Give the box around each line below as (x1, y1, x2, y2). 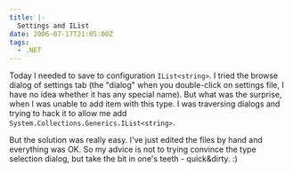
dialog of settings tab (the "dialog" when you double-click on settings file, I (9, 80, 285, 90)
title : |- (9, 12, 46, 22)
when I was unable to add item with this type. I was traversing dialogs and (9, 98, 281, 109)
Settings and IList (17, 21, 90, 30)
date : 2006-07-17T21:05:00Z (9, 29, 114, 38)
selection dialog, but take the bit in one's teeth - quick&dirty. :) (9, 153, 238, 164)
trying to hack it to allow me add (9, 108, 127, 119)
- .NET (17, 46, 42, 55)
